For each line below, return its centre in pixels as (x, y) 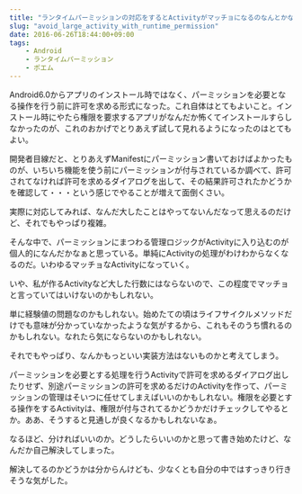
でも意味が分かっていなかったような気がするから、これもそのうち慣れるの (155, 325)
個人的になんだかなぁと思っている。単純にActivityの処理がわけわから (137, 253)
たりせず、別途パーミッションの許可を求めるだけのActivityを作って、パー (145, 386)
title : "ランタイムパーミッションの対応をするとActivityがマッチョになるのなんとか (148, 18)
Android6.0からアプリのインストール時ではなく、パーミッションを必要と (144, 94)
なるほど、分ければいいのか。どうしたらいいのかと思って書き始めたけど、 (147, 438)
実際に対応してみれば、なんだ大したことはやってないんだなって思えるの (142, 211)
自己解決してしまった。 (76, 450)
